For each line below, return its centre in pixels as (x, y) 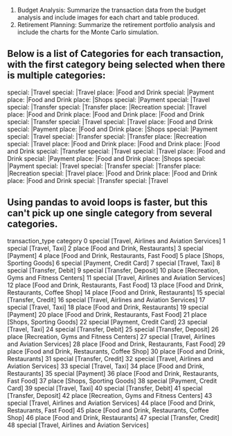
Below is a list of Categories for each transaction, (115, 54)
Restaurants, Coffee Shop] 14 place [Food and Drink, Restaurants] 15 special (116, 292)
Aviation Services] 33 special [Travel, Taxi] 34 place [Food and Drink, (106, 366)
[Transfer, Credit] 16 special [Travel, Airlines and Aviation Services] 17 (106, 299)
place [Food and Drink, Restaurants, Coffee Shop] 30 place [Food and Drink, (116, 351)
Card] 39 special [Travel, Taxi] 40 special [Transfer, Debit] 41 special (105, 388)
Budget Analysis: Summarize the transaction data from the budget (111, 10)
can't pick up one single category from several (110, 213)
